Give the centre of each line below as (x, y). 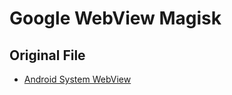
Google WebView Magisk (115, 18)
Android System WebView (77, 79)
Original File (47, 55)
